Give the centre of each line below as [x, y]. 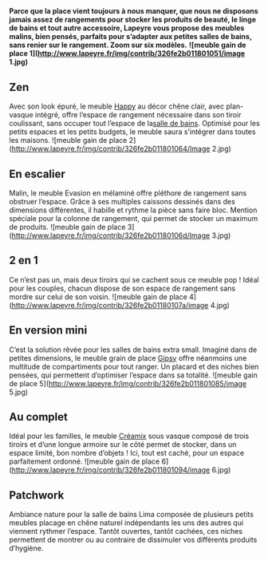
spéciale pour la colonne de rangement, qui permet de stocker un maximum [134, 219]
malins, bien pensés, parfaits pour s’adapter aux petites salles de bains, [130, 37]
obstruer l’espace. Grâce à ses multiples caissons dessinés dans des [122, 202]
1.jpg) [19, 62]
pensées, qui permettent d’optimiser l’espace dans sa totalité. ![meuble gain [133, 375]
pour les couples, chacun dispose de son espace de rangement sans [122, 288]
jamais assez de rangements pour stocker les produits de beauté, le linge [133, 20]
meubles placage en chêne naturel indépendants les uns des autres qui [126, 523]
